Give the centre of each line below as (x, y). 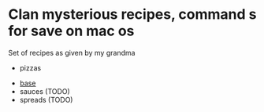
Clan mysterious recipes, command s (132, 14)
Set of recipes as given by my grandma (72, 52)
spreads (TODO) (46, 99)
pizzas (30, 67)
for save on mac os (71, 31)
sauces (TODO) (45, 91)
